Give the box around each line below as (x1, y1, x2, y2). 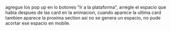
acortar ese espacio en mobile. (5, 20, 70, 26)
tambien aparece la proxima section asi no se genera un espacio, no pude (5, 15, 161, 20)
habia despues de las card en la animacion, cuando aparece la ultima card (5, 9, 162, 15)
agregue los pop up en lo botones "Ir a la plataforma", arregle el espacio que (5, 4, 166, 10)
